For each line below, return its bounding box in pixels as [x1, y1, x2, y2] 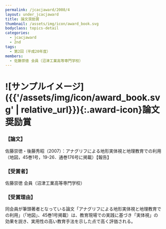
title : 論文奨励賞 [5, 16, 40, 21]
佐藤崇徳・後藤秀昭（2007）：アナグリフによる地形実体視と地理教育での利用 [5, 148, 162, 154]
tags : [5, 44, 16, 49]
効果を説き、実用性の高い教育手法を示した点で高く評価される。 [5, 219, 136, 225]
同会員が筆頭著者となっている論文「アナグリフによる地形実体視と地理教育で [5, 206, 162, 212]
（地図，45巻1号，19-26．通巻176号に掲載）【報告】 [5, 154, 112, 160]
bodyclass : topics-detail [5, 26, 59, 31]
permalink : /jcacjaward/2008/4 [5, 7, 70, 12]
